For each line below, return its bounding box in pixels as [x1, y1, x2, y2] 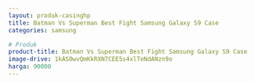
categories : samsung [8, 26, 77, 34]
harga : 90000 [8, 62, 52, 71]
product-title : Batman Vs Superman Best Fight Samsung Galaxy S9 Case [8, 48, 248, 56]
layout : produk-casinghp [8, 11, 91, 20]
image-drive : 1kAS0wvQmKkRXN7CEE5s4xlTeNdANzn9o [8, 55, 173, 63]
